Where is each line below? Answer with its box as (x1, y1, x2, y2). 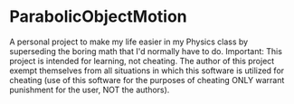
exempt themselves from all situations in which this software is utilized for (9, 65, 285, 76)
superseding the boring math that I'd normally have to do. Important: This (9, 45, 283, 56)
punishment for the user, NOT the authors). (9, 84, 170, 95)
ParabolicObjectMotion (9, 6, 187, 27)
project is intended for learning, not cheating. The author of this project (9, 55, 275, 66)
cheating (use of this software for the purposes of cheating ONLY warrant (9, 74, 285, 85)
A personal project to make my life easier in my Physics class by (9, 36, 249, 47)
